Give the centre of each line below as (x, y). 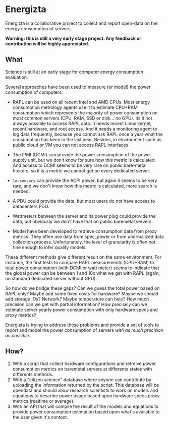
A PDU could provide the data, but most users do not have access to (84, 201)
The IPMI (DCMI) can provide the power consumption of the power (82, 154)
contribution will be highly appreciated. (47, 43)
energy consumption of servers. (39, 28)
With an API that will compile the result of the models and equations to (86, 406)
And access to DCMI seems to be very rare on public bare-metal (79, 165)
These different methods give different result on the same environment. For (83, 257)
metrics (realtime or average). (43, 401)
